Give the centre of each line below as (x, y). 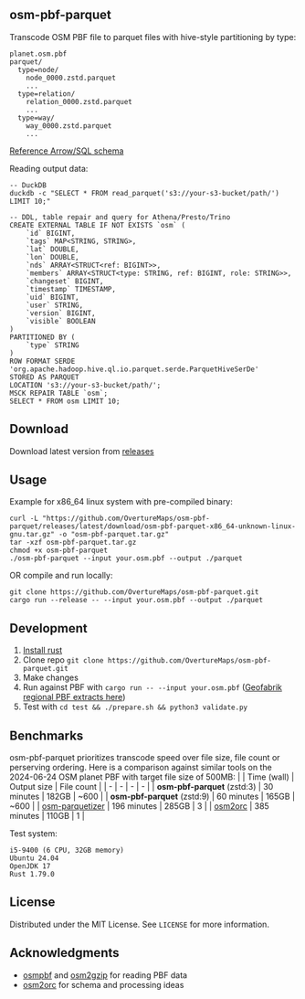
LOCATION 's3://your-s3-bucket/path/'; (85, 385)
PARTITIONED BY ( (42, 337)
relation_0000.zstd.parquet (79, 101)
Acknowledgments (65, 953)
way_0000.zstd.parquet (69, 126)
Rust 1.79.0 (32, 875)
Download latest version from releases (82, 451)
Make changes (51, 678)
